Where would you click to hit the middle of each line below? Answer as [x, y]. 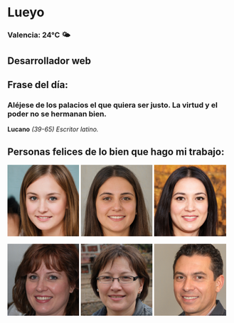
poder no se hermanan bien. [57, 114]
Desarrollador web [49, 61]
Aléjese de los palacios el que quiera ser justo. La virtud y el [113, 105]
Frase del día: [38, 85]
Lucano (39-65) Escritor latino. [53, 129]
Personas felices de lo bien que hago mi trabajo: [116, 152]
